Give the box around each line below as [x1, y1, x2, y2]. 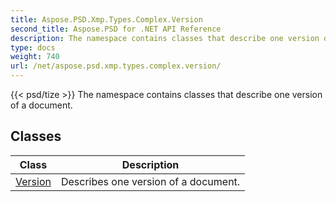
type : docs [10, 42, 56, 53]
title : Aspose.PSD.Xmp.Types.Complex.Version [10, 14, 203, 25]
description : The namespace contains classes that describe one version [10, 33, 320, 43]
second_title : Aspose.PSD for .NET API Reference [10, 24, 222, 34]
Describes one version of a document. [60, 174, 241, 188]
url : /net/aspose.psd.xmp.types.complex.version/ [10, 61, 222, 71]
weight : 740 [10, 52, 60, 62]
